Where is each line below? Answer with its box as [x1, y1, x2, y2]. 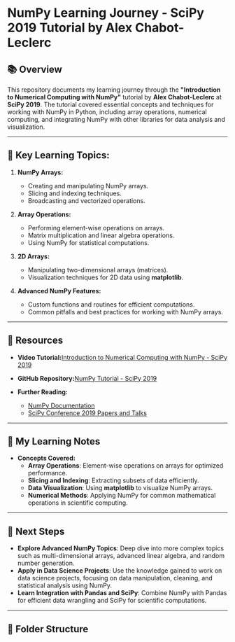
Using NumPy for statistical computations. [27, 238, 150, 246]
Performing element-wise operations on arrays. [27, 223, 165, 232]
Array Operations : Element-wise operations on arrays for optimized [27, 461, 224, 470]
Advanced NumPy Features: [17, 286, 101, 295]
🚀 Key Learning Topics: [7, 149, 110, 162]
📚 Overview [7, 63, 63, 75]
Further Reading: [17, 387, 68, 396]
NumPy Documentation [27, 401, 96, 410]
